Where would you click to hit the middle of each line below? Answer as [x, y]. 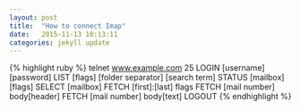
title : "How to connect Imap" [68, 26]
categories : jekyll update [60, 42]
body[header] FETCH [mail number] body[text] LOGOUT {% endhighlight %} [150, 97]
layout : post [34, 17]
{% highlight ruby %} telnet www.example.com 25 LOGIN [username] [137, 68]
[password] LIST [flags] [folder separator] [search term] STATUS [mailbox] [147, 78]
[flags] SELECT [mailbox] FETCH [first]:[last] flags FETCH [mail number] [142, 87]
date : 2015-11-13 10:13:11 [64, 34]
